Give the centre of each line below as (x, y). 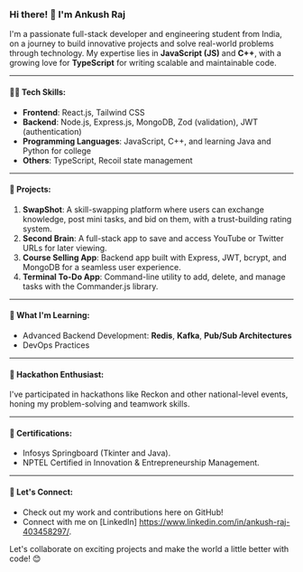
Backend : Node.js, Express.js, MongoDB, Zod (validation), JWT (140, 122)
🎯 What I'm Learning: (50, 315)
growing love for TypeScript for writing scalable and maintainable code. (143, 63)
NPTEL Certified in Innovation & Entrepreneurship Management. (141, 463)
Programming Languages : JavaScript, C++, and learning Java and (147, 141)
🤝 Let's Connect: (41, 492)
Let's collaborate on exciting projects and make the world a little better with (149, 549)
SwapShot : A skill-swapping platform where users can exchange (143, 209)
